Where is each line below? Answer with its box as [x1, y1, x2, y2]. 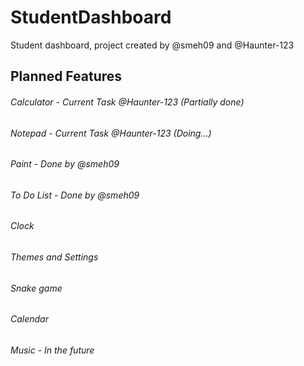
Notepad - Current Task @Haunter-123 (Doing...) [10, 127, 212, 139]
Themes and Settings [10, 251, 99, 263]
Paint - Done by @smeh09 [10, 158, 120, 170]
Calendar [10, 313, 49, 325]
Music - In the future [10, 344, 95, 356]
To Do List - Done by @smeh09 [10, 189, 140, 201]
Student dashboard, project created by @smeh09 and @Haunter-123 [10, 39, 295, 51]
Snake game [10, 282, 63, 294]
